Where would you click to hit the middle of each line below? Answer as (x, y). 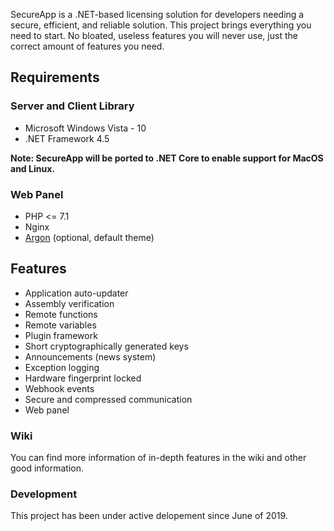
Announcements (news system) (90, 356)
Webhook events (59, 388)
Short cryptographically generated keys (106, 346)
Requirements (55, 77)
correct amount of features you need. (87, 46)
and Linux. (32, 168)
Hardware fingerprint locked (83, 378)
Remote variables (60, 325)
